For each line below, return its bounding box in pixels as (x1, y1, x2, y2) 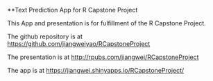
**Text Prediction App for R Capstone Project (7, 6, 138, 14)
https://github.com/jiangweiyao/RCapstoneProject (7, 40, 151, 47)
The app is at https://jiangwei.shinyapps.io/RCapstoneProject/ (7, 67, 185, 74)
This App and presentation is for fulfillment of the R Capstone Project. (7, 19, 206, 27)
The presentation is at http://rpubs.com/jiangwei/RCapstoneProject (7, 53, 199, 61)
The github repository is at (7, 32, 83, 40)
